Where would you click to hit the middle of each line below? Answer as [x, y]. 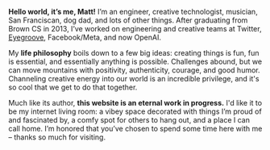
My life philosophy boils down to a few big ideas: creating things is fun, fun [134, 53]
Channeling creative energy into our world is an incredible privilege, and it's [134, 79]
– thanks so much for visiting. [57, 137]
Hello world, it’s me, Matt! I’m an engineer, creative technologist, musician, [133, 12]
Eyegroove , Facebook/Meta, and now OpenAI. [85, 37]
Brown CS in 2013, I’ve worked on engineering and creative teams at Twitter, [135, 29]
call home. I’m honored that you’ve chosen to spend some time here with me [135, 129]
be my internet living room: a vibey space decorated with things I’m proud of [135, 111]
